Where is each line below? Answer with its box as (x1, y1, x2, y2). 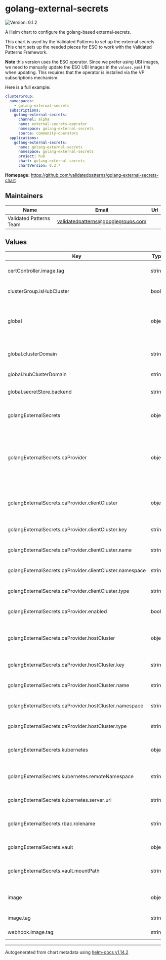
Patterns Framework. (5, 49, 48, 55)
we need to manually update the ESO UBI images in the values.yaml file (5, 64, 151, 70)
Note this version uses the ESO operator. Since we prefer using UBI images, (5, 59, 160, 65)
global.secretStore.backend (7, 388, 72, 395)
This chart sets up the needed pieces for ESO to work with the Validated (5, 44, 152, 50)
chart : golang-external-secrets (18, 158, 85, 164)
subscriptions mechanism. (5, 74, 59, 80)
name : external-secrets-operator (18, 122, 87, 127)
